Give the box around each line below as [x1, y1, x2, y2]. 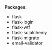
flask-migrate [11, 35, 40, 41]
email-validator [11, 40, 43, 46]
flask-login [11, 19, 34, 25]
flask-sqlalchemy [11, 30, 48, 35]
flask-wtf [11, 24, 30, 30]
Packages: [4, 4, 27, 10]
